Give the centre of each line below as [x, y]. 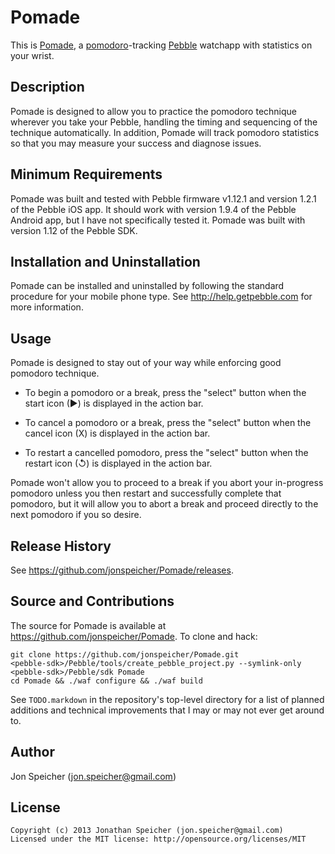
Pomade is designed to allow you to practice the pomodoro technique [154, 111]
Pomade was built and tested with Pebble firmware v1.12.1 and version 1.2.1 [163, 198]
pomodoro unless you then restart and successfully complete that [146, 493]
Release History [61, 546]
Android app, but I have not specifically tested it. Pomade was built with [158, 220]
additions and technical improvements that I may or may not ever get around [167, 710]
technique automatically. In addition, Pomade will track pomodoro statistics [165, 132]
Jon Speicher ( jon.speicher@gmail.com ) [93, 776]
